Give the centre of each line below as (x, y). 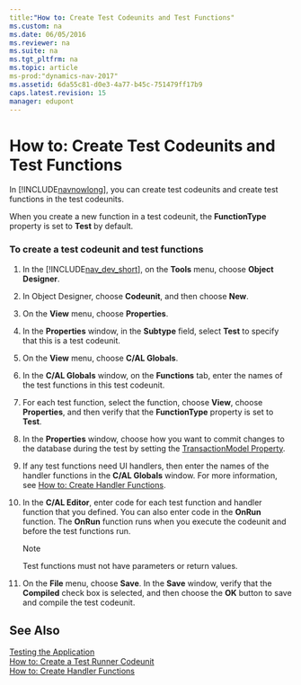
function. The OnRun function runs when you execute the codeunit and (154, 521)
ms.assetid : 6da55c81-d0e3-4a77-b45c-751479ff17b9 (106, 85)
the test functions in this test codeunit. (93, 385)
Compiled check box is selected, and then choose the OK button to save (157, 592)
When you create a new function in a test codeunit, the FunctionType (138, 217)
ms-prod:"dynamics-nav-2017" (64, 76)
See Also (35, 631)
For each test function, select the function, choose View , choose (142, 402)
